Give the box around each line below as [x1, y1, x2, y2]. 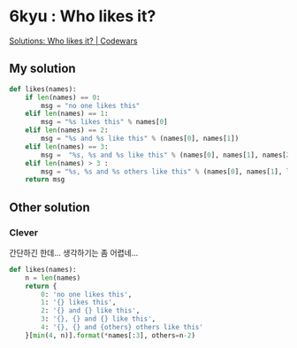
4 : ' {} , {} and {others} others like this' [41, 323, 203, 332]
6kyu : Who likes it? [9, 6, 156, 27]
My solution [9, 61, 77, 76]
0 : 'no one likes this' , [41, 290, 133, 298]
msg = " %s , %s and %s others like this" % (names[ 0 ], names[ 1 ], [41, 166, 283, 176]
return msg [25, 175, 65, 184]
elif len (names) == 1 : [25, 109, 109, 119]
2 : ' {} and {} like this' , [41, 306, 141, 315]
